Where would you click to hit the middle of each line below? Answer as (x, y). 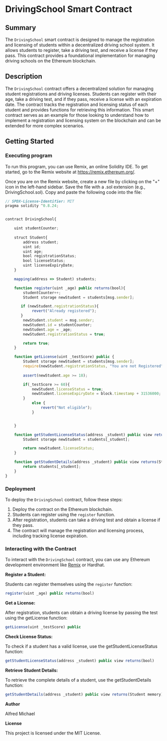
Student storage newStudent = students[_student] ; (77, 439)
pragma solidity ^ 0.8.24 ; (32, 206)
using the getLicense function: (36, 618)
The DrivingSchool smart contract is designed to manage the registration (80, 39)
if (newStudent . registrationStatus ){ (60, 306)
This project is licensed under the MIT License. (53, 733)
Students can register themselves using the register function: (69, 584)
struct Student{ (31, 237)
